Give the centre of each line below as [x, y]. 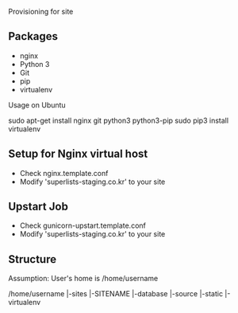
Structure [33, 259]
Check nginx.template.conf [64, 173]
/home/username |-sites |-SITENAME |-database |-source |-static [116, 294]
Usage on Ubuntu [37, 105]
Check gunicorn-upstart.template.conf [83, 225]
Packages [33, 36]
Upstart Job [38, 207]
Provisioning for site [41, 12]
